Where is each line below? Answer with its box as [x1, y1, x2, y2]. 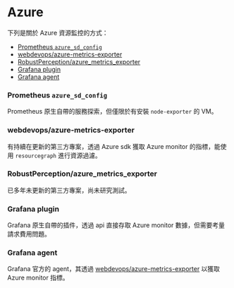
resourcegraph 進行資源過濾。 [15, 151, 101, 160]
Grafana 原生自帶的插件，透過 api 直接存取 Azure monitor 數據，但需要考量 [7, 221, 226, 229]
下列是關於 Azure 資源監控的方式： [7, 28, 109, 37]
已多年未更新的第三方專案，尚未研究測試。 [7, 186, 131, 194]
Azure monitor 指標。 [7, 273, 69, 282]
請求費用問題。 [7, 230, 51, 239]
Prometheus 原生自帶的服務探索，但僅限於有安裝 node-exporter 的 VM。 [7, 107, 218, 116]
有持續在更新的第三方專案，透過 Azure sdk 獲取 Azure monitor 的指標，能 [7, 142, 221, 150]
